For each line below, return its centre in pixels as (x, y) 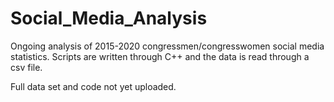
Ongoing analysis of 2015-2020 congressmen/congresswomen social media (167, 46)
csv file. (26, 67)
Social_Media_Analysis (109, 18)
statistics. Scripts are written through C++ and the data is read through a (160, 56)
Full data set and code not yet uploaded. (93, 86)
